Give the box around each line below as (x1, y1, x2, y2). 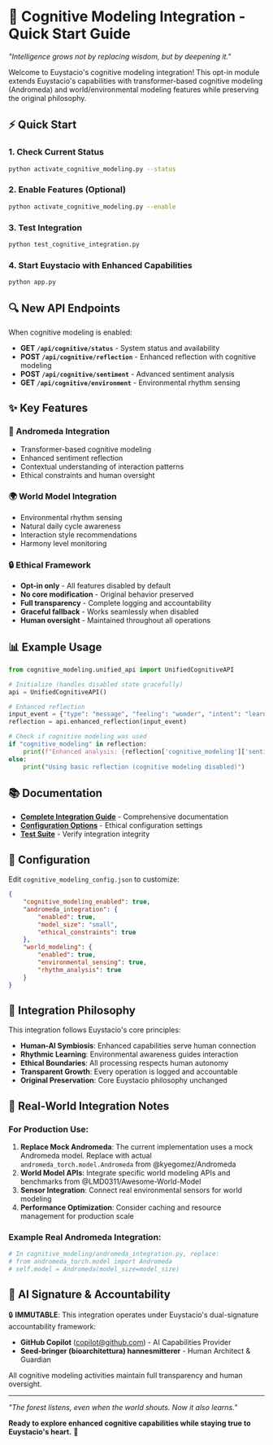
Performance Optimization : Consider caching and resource (19, 1202, 222, 1212)
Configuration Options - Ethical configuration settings (19, 821, 203, 830)
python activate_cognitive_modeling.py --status (8, 164, 176, 173)
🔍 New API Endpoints (8, 301, 120, 316)
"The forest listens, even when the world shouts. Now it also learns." (8, 1402, 238, 1412)
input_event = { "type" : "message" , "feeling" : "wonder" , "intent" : (8, 710, 242, 719)
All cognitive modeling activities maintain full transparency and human (8, 1370, 243, 1380)
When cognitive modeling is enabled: (8, 327, 132, 337)
